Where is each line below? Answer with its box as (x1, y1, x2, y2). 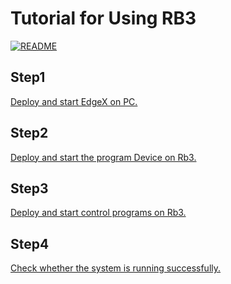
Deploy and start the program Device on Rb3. (10, 151, 197, 163)
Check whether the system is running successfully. (10, 262, 222, 274)
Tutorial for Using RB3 (10, 7, 197, 30)
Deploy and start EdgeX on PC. (10, 95, 138, 107)
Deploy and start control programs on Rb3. (10, 207, 187, 219)
